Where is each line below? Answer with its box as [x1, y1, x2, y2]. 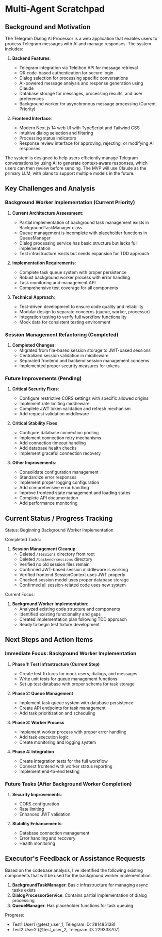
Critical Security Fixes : [12, 386, 59, 392]
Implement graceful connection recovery [19, 450, 101, 456]
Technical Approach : [12, 294, 55, 300]
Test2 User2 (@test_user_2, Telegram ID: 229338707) [12, 926, 120, 932]
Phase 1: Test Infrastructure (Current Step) [12, 661, 100, 667]
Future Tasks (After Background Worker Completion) [5, 781, 132, 787]
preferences [19, 96, 44, 102]
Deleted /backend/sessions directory [19, 556, 93, 562]
